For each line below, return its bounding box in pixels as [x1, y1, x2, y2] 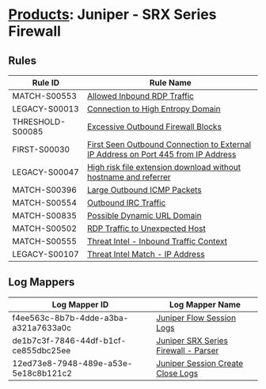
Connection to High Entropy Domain [86, 104, 221, 114]
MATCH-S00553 [12, 91, 78, 101]
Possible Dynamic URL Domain [86, 210, 202, 221]
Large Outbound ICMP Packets [86, 184, 202, 195]
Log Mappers [8, 275, 75, 289]
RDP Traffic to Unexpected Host [86, 223, 206, 234]
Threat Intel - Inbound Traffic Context [86, 236, 228, 247]
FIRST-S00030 [12, 144, 70, 155]
